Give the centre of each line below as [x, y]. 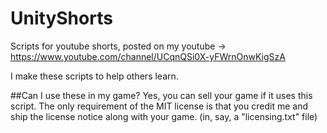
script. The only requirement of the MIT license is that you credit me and [159, 106]
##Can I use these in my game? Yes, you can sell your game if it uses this [161, 95]
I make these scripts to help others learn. [94, 76]
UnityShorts [61, 18]
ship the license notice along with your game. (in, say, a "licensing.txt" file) [164, 116]
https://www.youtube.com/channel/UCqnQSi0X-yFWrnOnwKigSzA [148, 56]
